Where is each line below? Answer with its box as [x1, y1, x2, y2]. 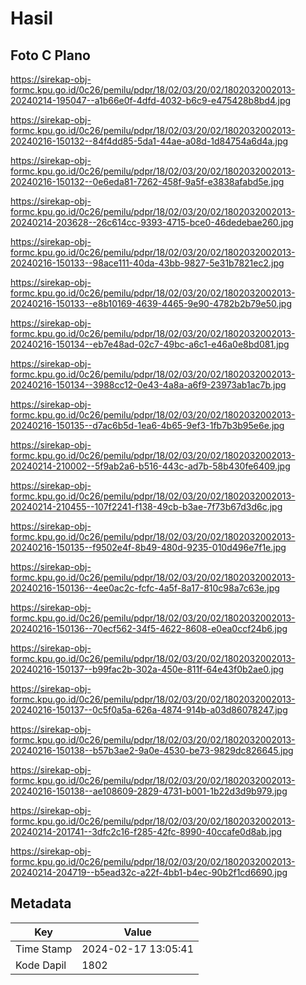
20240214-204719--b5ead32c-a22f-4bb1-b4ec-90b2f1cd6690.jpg [10, 867, 288, 878]
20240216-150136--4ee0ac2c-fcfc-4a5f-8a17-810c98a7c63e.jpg [10, 582, 280, 594]
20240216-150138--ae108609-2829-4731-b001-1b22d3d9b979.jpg [10, 785, 288, 797]
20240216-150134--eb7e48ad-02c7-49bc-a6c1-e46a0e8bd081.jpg [10, 338, 290, 350]
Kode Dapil [15, 958, 67, 972]
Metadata [10, 895, 72, 912]
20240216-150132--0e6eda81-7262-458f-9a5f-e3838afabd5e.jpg [10, 176, 285, 187]
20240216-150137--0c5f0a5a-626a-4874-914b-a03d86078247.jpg [10, 704, 288, 716]
